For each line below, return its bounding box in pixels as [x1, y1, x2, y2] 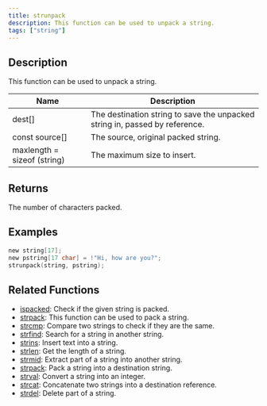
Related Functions [8, 283, 100, 297]
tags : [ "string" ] [8, 26, 66, 34]
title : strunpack [8, 11, 66, 20]
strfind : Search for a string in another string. [19, 330, 164, 339]
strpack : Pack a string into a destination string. [19, 363, 172, 373]
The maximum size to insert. [91, 150, 196, 161]
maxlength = [12, 144, 60, 155]
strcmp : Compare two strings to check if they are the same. [19, 321, 215, 331]
